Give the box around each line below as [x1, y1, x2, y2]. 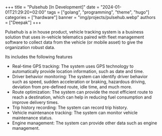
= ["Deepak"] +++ [5, 19, 41, 25]
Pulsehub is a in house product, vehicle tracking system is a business [5, 29, 144, 34]
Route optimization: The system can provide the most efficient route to [12, 89, 153, 95]
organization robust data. [5, 45, 55, 50]
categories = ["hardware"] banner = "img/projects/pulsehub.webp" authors [5, 15, 156, 20]
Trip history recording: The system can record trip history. [12, 104, 128, 110]
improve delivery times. [12, 100, 59, 105]
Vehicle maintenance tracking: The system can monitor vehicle [12, 110, 138, 116]
